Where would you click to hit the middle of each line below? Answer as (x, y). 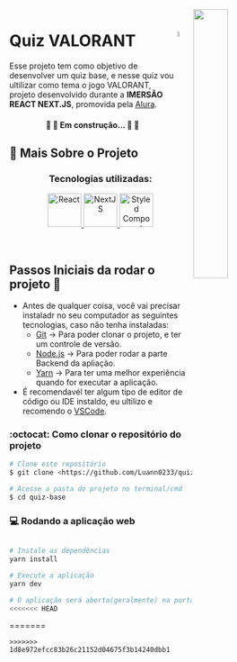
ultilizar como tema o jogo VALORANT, (80, 85)
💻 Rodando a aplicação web (72, 521)
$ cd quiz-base (38, 497)
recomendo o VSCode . (65, 411)
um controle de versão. (79, 344)
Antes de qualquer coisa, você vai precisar (101, 306)
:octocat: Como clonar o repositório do (96, 434)
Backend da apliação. (75, 363)
